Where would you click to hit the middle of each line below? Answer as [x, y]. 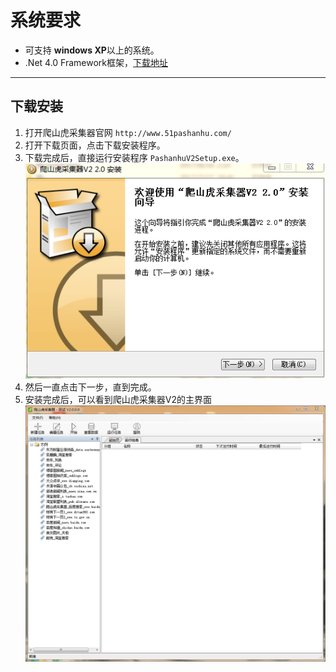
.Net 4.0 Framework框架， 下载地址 [96, 62]
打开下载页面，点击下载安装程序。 [95, 145]
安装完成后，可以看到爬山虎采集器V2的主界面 [118, 400]
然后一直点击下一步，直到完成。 [90, 387]
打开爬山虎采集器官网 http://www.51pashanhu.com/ [128, 132]
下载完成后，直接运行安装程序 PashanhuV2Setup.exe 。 [134, 157]
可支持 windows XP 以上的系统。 [92, 50]
